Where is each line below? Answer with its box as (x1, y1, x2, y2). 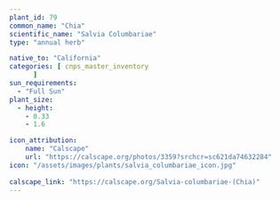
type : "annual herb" (9, 37, 86, 47)
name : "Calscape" (25, 144, 90, 154)
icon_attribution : (9, 136, 77, 145)
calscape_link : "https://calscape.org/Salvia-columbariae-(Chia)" (9, 177, 260, 187)
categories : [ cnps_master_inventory (9, 62, 149, 71)
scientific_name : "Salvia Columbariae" (9, 29, 157, 38)
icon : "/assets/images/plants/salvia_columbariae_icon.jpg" (9, 161, 237, 170)
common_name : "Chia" (9, 21, 86, 30)
